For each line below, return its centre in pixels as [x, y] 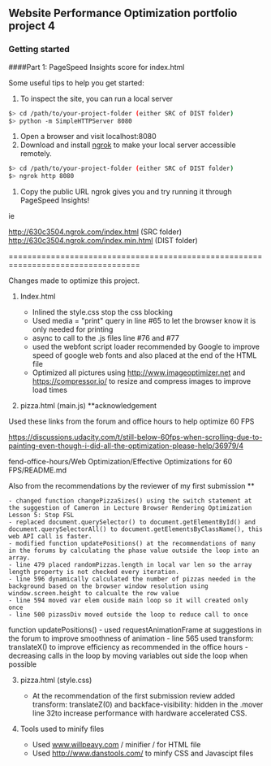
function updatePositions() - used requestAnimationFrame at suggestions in [135, 630]
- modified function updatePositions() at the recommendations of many [132, 544]
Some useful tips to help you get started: [76, 83]
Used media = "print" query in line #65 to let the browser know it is [144, 321]
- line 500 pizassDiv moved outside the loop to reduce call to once [129, 615]
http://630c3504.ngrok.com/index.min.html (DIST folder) [103, 241]
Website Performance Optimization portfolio [123, 13]
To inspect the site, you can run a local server [96, 98]
